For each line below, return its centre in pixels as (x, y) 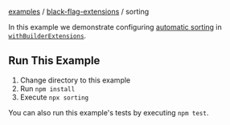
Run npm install (47, 88)
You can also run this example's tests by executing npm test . (109, 112)
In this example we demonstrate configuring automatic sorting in (115, 27)
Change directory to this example (75, 80)
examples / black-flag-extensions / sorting (79, 12)
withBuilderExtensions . (47, 36)
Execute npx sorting (54, 97)
